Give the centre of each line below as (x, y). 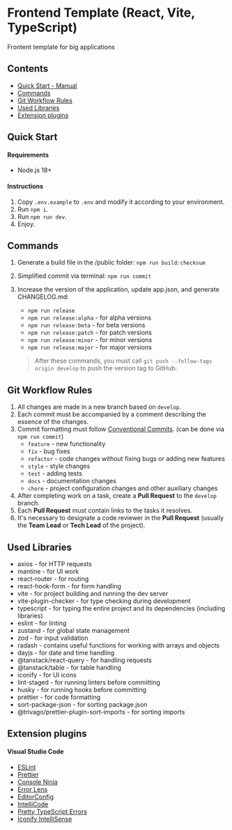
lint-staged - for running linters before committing (88, 682)
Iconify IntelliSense (45, 819)
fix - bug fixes (49, 451)
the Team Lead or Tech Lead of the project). (81, 525)
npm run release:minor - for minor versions (90, 340)
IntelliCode (33, 804)
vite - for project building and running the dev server (93, 593)
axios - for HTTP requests (54, 564)
